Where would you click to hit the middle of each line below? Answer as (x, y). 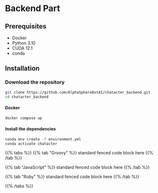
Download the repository (35, 82)
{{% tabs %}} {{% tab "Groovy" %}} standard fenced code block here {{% (79, 153)
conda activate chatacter (31, 144)
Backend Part (33, 8)
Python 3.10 (24, 43)
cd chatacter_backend (27, 97)
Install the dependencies (31, 129)
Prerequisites (26, 26)
